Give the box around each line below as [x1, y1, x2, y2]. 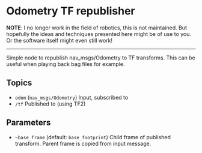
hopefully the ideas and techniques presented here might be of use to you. [6, 30, 191, 37]
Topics [6, 78, 32, 88]
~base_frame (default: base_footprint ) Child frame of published [14, 133, 171, 140]
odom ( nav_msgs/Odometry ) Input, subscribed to [14, 94, 129, 101]
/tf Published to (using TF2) [14, 100, 86, 107]
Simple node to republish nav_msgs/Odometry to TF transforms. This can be [6, 54, 195, 61]
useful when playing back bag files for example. [6, 60, 125, 67]
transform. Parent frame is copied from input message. [14, 140, 151, 147]
